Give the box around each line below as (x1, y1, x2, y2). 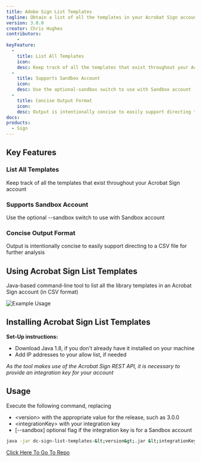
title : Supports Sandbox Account (17, 75, 100, 81)
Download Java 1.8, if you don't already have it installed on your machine (14, 344, 195, 351)
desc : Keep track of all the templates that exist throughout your (17, 64, 188, 71)
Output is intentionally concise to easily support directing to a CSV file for (6, 243, 187, 250)
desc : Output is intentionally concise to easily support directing (17, 109, 191, 115)
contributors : (6, 31, 42, 37)
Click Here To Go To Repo (6, 449, 70, 456)
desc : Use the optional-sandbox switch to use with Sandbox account (17, 87, 191, 93)
